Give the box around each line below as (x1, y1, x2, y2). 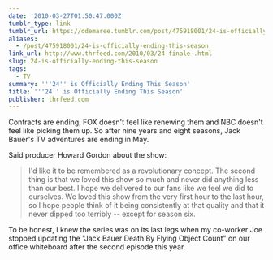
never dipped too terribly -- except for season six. (28, 209, 197, 219)
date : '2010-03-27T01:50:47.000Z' (8, 11, 126, 20)
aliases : (8, 34, 38, 43)
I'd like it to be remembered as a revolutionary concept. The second (28, 166, 256, 175)
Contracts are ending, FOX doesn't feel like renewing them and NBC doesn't (8, 117, 264, 127)
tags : (8, 65, 27, 73)
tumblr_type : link (8, 19, 71, 28)
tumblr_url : (8, 27, 49, 35)
